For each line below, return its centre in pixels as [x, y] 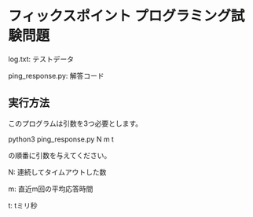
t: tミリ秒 [23, 205]
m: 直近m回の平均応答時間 [51, 189]
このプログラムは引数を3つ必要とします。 [75, 123]
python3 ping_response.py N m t [61, 139]
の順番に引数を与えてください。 [60, 155]
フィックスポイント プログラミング [120, 16]
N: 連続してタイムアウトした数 [57, 172]
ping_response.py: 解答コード [56, 75]
